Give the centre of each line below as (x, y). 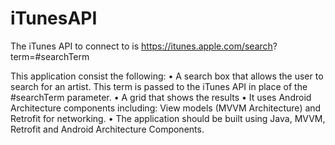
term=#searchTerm (50, 56)
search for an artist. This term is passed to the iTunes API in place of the (159, 86)
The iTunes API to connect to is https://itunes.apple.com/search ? (144, 46)
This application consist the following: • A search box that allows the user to (167, 76)
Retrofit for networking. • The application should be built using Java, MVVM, (168, 118)
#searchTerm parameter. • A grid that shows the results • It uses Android (161, 97)
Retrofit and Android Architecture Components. (107, 129)
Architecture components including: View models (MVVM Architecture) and (166, 108)
